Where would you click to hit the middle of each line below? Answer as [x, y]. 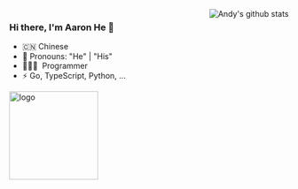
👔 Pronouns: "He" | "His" [67, 57]
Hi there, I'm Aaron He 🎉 [62, 27]
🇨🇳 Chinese [45, 47]
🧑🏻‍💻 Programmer [55, 66]
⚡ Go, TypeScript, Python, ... [74, 76]
